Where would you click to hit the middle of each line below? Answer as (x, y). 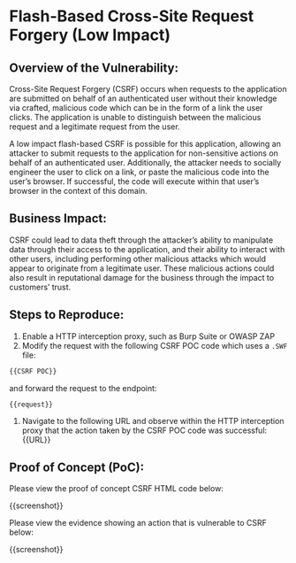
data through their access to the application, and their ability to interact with (147, 249)
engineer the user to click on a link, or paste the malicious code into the (139, 172)
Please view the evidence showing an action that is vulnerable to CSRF (138, 523)
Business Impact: (58, 219)
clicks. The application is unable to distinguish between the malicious (135, 117)
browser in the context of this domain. (78, 191)
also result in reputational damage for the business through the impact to (142, 277)
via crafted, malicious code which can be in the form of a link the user (136, 108)
